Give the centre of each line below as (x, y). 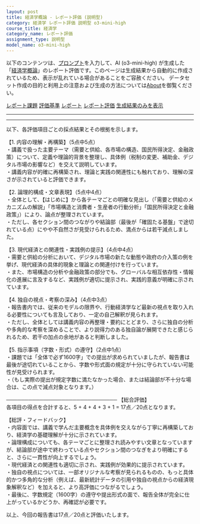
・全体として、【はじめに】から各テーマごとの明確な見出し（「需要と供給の (97, 199)
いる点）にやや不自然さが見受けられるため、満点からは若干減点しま (100, 229)
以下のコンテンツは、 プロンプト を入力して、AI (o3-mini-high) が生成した (96, 63)
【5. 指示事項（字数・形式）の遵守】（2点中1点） (65, 350)
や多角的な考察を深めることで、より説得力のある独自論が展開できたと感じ (97, 329)
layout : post (22, 12)
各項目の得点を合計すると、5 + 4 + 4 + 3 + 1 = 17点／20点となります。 (93, 407)
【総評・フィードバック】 (37, 419)
